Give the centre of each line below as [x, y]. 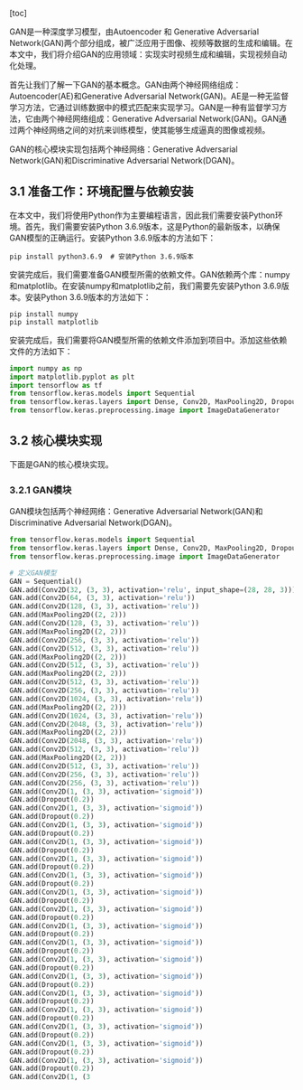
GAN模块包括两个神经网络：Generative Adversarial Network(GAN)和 [136, 512]
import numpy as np [46, 368]
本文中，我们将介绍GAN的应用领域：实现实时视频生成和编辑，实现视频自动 [148, 54]
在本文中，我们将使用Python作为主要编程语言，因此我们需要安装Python [142, 215]
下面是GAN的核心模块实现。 [62, 464]
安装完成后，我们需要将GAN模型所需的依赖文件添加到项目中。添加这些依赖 [148, 340]
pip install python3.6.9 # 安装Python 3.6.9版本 [101, 257]
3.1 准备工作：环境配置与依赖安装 [101, 192]
